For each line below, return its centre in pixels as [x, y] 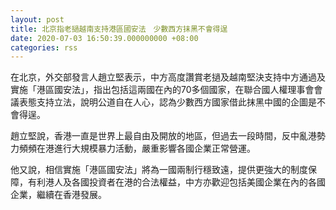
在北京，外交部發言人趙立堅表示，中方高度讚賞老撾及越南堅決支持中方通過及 [168, 77]
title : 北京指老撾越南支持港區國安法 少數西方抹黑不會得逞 [119, 29]
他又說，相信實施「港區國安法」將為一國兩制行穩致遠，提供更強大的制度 [159, 170]
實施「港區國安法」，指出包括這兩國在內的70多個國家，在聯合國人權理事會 [162, 90]
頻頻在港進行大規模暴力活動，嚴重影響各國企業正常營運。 [137, 148]
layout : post [37, 19]
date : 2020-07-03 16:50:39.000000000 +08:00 [104, 38]
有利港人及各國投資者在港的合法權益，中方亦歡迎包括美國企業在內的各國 [176, 182]
